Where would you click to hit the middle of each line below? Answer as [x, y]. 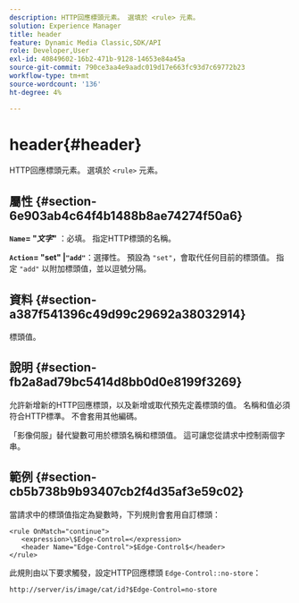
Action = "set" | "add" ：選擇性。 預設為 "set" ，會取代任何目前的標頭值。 [142, 258]
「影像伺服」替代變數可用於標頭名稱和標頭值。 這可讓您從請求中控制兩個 [143, 435]
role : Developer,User [50, 51]
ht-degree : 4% [36, 92]
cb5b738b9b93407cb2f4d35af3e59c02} [127, 492]
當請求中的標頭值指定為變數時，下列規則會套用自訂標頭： [115, 514]
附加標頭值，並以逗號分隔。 [100, 268]
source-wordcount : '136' [55, 84]
